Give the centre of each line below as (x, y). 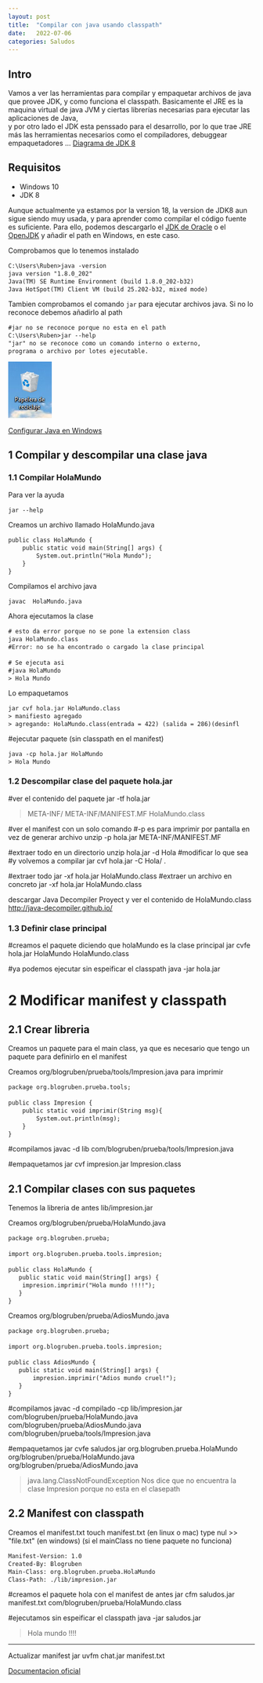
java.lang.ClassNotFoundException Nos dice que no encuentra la (132, 1480)
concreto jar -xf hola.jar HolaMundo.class (75, 884)
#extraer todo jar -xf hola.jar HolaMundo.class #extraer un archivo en (120, 876)
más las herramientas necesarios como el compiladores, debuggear (118, 135)
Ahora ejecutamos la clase (51, 615)
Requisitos (34, 168)
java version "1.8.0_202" (50, 274)
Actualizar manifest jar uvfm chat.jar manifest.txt (86, 1656)
